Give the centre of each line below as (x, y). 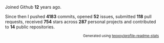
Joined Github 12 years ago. (33, 7)
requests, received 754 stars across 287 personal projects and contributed (81, 22)
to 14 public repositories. (30, 27)
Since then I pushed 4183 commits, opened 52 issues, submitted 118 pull (78, 16)
